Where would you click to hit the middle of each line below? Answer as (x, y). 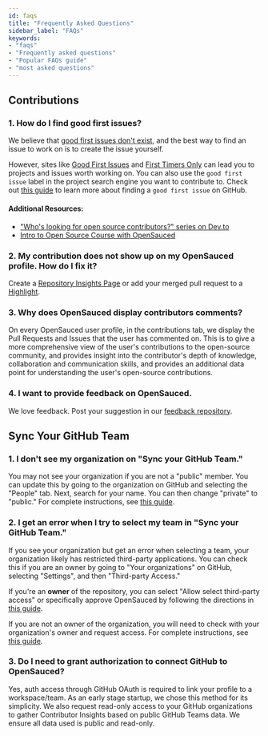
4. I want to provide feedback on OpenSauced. (100, 394)
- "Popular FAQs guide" (48, 61)
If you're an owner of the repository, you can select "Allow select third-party (134, 591)
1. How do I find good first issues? (75, 123)
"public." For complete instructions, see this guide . (92, 502)
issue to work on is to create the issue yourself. (86, 149)
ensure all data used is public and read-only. (82, 723)
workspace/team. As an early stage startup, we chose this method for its (128, 698)
